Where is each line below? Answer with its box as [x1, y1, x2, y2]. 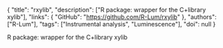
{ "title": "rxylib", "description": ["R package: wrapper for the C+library [7, 6, 207, 14]
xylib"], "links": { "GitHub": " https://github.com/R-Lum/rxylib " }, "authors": [7, 13, 218, 21]
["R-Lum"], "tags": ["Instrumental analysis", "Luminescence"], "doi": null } [7, 20, 216, 28]
